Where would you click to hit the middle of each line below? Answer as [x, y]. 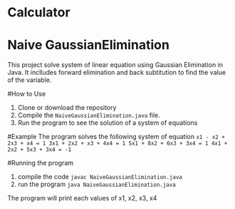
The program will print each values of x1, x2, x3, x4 [82, 198]
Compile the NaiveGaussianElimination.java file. [89, 116]
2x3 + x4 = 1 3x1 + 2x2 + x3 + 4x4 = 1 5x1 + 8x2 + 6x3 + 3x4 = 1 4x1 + [117, 143]
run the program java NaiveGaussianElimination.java [96, 184]
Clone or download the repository [67, 108]
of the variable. [30, 80]
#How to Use [27, 94]
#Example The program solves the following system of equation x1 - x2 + [116, 137]
